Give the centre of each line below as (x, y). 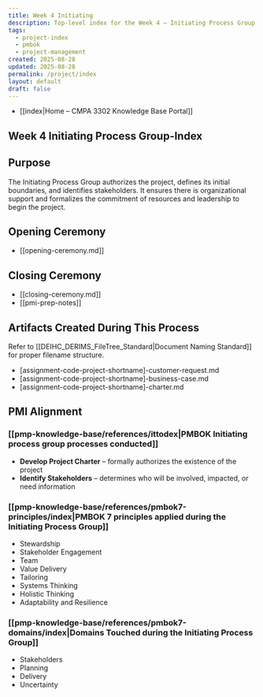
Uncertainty (39, 685)
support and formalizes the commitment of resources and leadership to (124, 199)
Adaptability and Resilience (64, 602)
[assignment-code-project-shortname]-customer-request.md (119, 371)
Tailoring (34, 577)
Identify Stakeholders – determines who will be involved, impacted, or (134, 478)
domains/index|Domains (56, 632)
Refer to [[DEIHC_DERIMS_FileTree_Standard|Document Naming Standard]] (130, 347)
